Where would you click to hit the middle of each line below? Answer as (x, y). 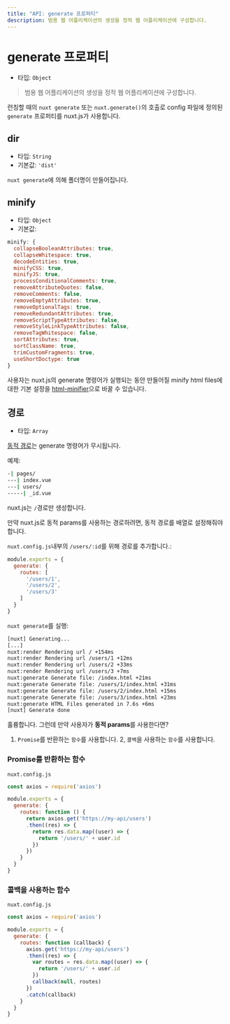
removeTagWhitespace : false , (56, 333)
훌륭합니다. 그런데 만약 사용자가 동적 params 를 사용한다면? (88, 725)
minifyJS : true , (37, 275)
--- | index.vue (29, 481)
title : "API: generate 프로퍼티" (53, 14)
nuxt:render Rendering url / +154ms (60, 652)
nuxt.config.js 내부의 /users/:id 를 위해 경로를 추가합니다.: (89, 546)
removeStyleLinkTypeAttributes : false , (72, 327)
